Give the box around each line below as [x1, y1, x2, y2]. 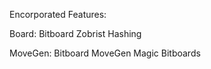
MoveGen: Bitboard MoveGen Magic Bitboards [9, 47, 201, 59]
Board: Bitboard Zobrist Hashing [9, 28, 142, 39]
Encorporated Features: [9, 9, 107, 20]
